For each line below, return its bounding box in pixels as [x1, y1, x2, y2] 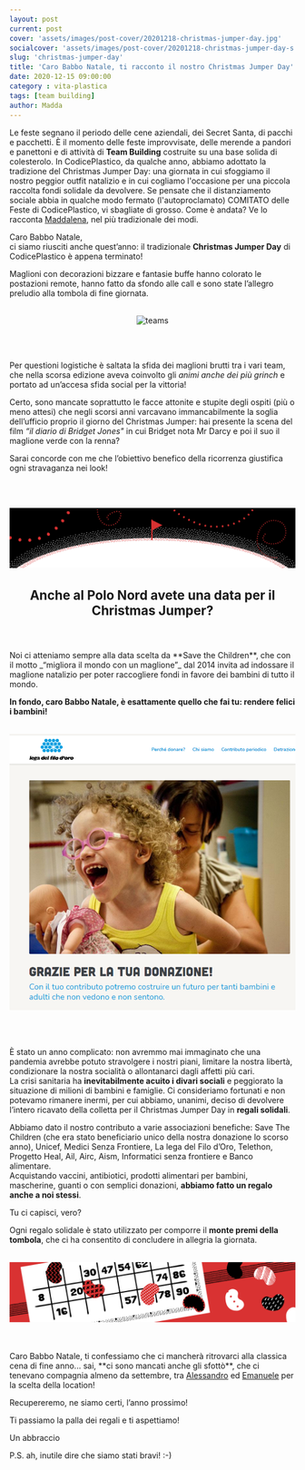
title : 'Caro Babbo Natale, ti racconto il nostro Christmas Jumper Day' [9, 63, 295, 72]
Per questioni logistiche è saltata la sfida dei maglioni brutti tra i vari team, [9, 360, 286, 370]
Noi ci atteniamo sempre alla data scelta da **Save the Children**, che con [9, 649, 291, 660]
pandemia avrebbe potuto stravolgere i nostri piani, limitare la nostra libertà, [9, 1056, 293, 1067]
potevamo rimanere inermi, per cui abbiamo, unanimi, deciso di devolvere [9, 1094, 284, 1105]
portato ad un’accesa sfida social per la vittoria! [9, 379, 187, 390]
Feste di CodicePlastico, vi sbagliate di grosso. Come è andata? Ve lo [9, 204, 268, 215]
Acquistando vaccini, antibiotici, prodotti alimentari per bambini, [9, 1169, 248, 1180]
